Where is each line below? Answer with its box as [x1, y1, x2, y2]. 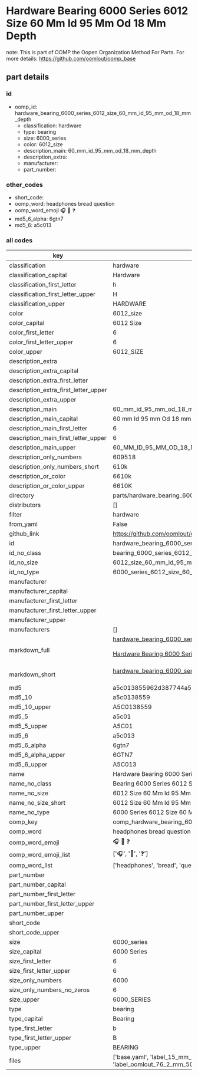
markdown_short [9, 670, 56, 679]
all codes [6, 236, 33, 244]
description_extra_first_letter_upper [9, 386, 107, 394]
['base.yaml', [113, 1053, 149, 1061]
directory [9, 491, 34, 499]
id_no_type [9, 568, 39, 576]
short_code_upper [9, 929, 60, 937]
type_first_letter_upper [9, 1034, 72, 1042]
